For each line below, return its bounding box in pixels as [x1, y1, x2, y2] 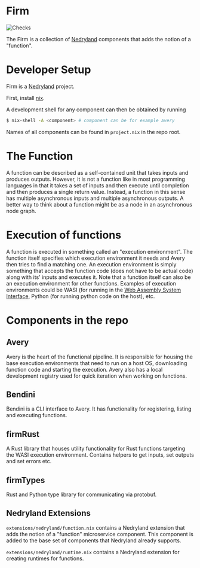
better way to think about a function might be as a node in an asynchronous [6, 201, 192, 208]
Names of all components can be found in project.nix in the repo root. [6, 128, 181, 135]
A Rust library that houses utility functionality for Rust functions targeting [6, 445, 186, 452]
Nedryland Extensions [6, 508, 91, 518]
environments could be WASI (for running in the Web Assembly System [6, 286, 181, 293]
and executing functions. [6, 412, 67, 419]
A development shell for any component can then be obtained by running [6, 106, 186, 113]
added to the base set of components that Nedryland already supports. [6, 537, 181, 544]
